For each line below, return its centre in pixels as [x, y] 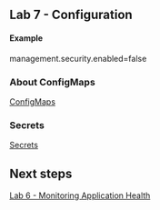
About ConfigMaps [52, 82]
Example [26, 38]
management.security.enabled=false [78, 58]
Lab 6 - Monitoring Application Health [80, 195]
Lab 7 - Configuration [71, 15]
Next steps [41, 173]
